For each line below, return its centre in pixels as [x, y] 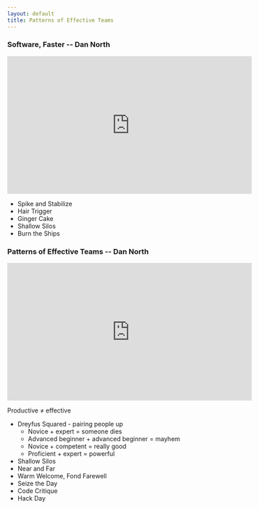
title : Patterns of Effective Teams [60, 20]
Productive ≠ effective [39, 410]
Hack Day [31, 499]
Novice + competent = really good [77, 446]
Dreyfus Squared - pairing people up [70, 424]
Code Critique [37, 491]
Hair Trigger [35, 211]
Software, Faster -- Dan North [59, 45]
